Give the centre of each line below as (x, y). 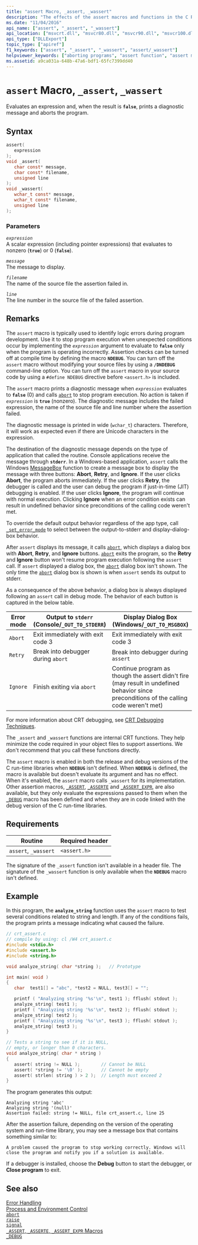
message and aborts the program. (47, 113)
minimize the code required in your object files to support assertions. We (94, 744)
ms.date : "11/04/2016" (34, 22)
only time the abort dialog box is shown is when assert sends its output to (96, 572)
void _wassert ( (25, 189)
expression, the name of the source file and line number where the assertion (99, 407)
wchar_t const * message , (44, 195)
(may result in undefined (146, 683)
